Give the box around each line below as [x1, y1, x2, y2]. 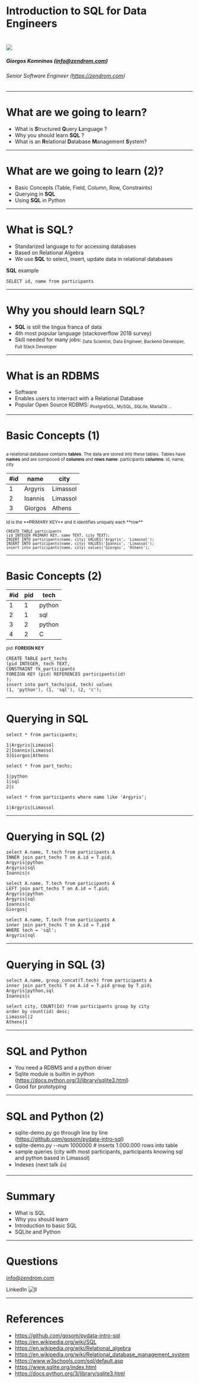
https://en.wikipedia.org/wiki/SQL [14, 1338, 97, 1346]
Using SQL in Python [14, 196, 66, 203]
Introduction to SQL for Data [6, 4, 147, 18]
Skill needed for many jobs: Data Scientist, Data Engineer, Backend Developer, [14, 336, 185, 344]
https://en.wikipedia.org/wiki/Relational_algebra [14, 1345, 131, 1352]
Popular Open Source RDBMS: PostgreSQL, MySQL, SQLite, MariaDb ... [14, 401, 173, 410]
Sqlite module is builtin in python [14, 1070, 95, 1077]
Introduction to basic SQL [14, 1222, 77, 1229]
